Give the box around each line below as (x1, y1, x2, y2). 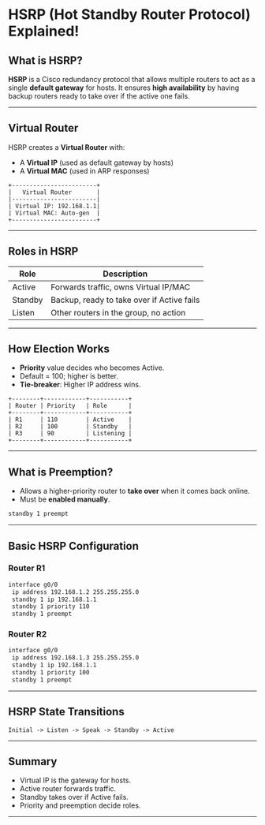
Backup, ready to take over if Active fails (50, 294, 200, 305)
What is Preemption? (8, 465, 114, 479)
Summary (8, 755, 58, 768)
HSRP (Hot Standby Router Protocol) (8, 6, 251, 24)
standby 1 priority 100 (11, 669, 90, 677)
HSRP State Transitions (8, 705, 125, 719)
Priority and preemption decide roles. (19, 801, 141, 810)
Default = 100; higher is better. (19, 371, 118, 381)
